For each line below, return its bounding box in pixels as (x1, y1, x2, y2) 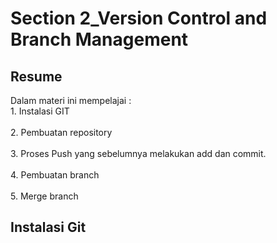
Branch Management (10, 28, 189, 51)
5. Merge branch (10, 190, 79, 202)
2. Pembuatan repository (10, 127, 113, 138)
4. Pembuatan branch (10, 169, 100, 181)
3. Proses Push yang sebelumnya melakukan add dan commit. (10, 148, 267, 159)
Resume (10, 68, 63, 85)
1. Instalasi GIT (10, 105, 70, 117)
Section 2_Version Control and (10, 7, 268, 30)
